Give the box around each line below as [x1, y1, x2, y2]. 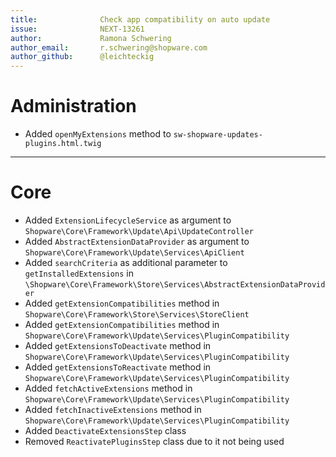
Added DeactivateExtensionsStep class [24, 425, 187, 436]
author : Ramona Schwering [10, 33, 172, 43]
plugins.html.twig [24, 139, 102, 149]
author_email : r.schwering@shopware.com [10, 42, 208, 53]
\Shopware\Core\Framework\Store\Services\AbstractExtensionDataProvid [24, 280, 326, 290]
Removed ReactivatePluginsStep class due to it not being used [24, 436, 285, 447]
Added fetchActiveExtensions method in [24, 382, 193, 394]
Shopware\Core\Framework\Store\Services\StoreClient [24, 310, 250, 320]
